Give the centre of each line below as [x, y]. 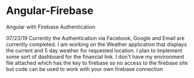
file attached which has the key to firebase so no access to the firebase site [97, 63]
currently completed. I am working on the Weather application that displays [96, 44]
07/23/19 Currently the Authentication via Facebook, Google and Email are [96, 38]
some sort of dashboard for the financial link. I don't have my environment [95, 56]
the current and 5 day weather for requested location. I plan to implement [94, 50]
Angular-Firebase [50, 11]
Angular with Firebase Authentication [51, 27]
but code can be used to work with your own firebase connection [85, 69]
